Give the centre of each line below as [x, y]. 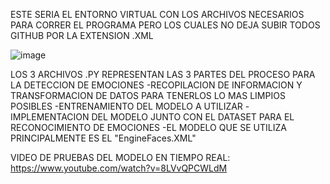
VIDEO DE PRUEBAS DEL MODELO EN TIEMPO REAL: [120, 157]
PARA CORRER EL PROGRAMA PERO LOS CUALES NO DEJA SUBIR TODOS [165, 25]
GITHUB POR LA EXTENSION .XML [82, 35]
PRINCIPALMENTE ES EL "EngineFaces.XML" [103, 138]
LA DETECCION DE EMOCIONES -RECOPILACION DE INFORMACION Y [156, 85]
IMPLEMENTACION [50, 117]
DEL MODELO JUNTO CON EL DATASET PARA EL [193, 117]
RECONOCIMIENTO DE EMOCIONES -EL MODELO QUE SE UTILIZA [148, 127]
